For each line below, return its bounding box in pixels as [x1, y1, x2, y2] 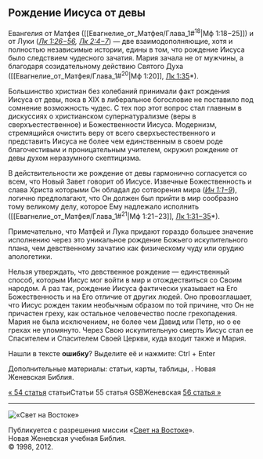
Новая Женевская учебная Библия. [8, 433, 127, 443]
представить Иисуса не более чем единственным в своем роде [8, 137, 223, 146]
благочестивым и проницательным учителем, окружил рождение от [8, 145, 239, 155]
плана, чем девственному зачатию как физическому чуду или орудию [8, 243, 244, 253]
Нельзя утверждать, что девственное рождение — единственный [8, 267, 229, 276]
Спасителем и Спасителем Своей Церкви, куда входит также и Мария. [8, 333, 247, 343]
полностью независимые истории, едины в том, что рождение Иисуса [8, 45, 245, 54]
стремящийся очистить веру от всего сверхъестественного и [8, 129, 216, 138]
